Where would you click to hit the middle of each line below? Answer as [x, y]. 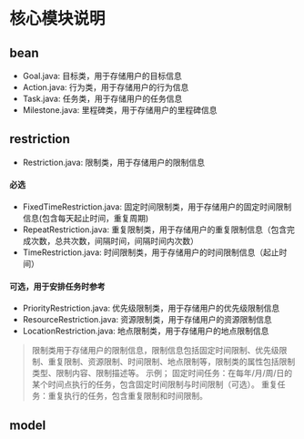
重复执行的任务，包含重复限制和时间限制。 [127, 396]
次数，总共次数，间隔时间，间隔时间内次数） [114, 241]
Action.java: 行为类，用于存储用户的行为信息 [106, 87]
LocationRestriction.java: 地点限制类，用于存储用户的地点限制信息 [146, 331]
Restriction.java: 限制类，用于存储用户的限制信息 [113, 162]
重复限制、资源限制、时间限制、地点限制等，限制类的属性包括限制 [172, 362]
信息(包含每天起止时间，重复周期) [86, 219]
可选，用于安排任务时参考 [57, 286]
